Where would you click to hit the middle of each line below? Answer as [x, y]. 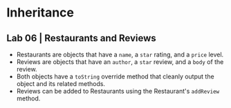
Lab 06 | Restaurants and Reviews [81, 38]
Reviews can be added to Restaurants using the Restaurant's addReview [118, 91]
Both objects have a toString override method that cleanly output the [115, 76]
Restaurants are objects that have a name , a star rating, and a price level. [120, 54]
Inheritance [40, 13]
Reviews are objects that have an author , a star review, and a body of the [120, 62]
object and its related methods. [61, 84]
